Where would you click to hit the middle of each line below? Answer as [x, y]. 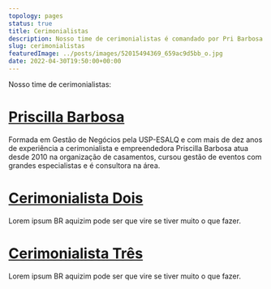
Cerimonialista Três [76, 253]
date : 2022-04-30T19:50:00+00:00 [65, 62]
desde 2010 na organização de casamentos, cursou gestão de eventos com [135, 157]
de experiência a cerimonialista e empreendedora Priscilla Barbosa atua [129, 148]
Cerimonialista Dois [76, 198]
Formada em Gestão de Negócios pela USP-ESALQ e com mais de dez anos [135, 140]
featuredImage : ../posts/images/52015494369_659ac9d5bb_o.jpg [116, 54]
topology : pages [36, 16]
